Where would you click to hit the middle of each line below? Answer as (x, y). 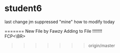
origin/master (102, 45)
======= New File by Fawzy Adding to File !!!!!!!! (53, 31)
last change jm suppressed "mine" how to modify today (60, 22)
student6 (23, 8)
